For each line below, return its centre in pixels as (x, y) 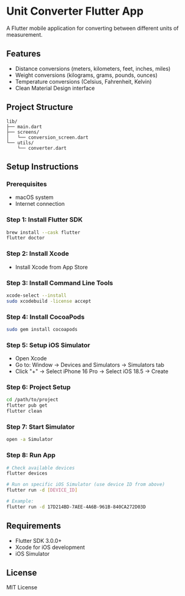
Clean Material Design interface (55, 88)
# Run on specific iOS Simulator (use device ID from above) (86, 485)
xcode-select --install (37, 295)
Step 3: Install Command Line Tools (60, 283)
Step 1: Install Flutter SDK (45, 220)
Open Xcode (31, 358)
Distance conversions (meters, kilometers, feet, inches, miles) (93, 68)
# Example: (20, 501)
